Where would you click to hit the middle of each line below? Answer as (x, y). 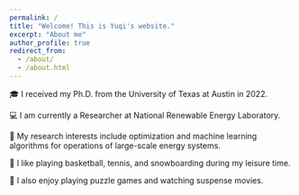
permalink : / (34, 18)
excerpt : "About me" (48, 34)
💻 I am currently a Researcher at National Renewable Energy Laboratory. (145, 115)
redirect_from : (38, 51)
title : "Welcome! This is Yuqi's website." (92, 26)
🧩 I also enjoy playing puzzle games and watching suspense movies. (136, 180)
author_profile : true (50, 43)
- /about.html (44, 68)
